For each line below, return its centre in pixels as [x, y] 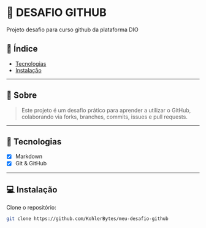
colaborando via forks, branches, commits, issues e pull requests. [105, 117]
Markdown [29, 157]
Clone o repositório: [31, 208]
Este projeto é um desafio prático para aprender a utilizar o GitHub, [106, 110]
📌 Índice [22, 49]
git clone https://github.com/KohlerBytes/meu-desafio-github [87, 219]
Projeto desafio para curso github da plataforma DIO [73, 29]
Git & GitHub [31, 163]
